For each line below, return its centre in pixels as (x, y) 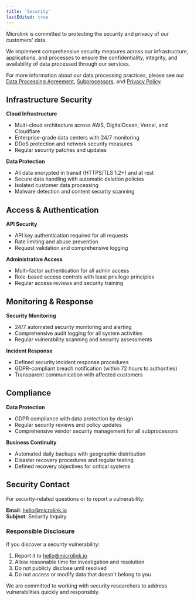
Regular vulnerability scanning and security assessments (83, 339)
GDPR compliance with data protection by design (74, 418)
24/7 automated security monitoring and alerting (73, 327)
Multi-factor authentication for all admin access (72, 271)
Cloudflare (27, 131)
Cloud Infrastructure (32, 114)
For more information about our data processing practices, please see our (95, 75)
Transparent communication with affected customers (79, 374)
